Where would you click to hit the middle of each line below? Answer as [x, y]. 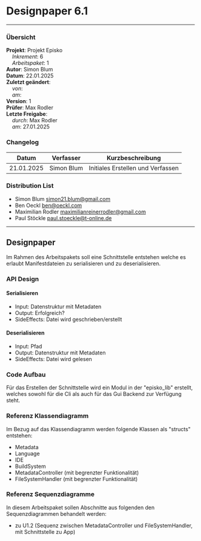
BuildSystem [30, 466]
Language [27, 453]
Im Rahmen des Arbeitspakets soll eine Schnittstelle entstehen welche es [96, 257]
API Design [22, 279]
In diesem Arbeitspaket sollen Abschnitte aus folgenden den [80, 507]
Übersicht [21, 37]
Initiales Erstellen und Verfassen [134, 168]
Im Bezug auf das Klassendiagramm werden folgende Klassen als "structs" [98, 429]
